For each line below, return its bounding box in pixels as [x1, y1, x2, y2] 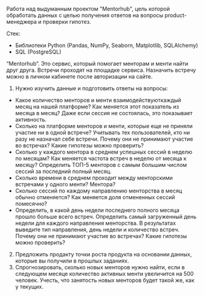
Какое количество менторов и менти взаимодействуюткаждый [15, 97, 181, 104]
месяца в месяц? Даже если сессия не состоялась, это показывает [15, 110, 193, 116]
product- [164, 12, 187, 19]
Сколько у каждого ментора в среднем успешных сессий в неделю [15, 149, 193, 155]
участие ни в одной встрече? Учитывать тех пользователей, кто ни [15, 129, 191, 136]
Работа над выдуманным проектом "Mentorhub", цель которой [6, 5, 171, 12]
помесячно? [15, 200, 47, 207]
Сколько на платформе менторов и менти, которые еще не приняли [15, 122, 193, 130]
